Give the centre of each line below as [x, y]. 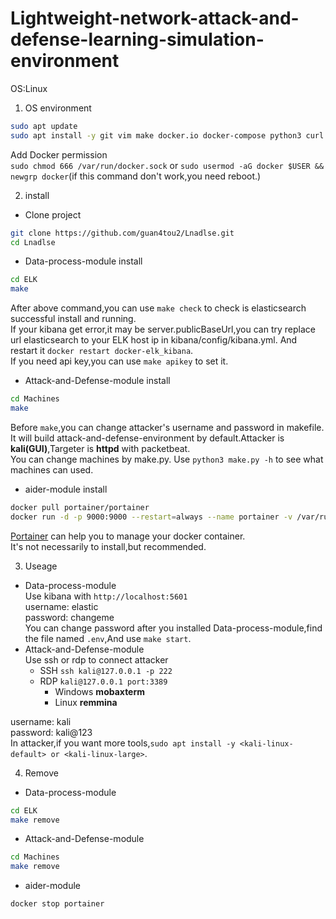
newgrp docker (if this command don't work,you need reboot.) [136, 176]
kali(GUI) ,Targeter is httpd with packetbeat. [100, 448]
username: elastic [61, 606]
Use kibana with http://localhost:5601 [106, 596]
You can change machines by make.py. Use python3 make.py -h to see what [167, 459]
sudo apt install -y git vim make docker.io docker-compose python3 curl [167, 135]
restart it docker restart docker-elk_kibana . [102, 351]
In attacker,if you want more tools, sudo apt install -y [123, 743]
